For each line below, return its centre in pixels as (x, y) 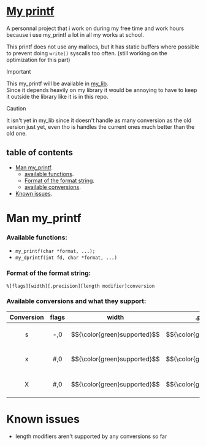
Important (19, 71)
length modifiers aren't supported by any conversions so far (91, 436)
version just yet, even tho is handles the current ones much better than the (101, 126)
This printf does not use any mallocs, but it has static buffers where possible (103, 47)
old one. (17, 133)
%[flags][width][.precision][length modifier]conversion (81, 286)
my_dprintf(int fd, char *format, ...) (66, 258)
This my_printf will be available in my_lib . (57, 83)
